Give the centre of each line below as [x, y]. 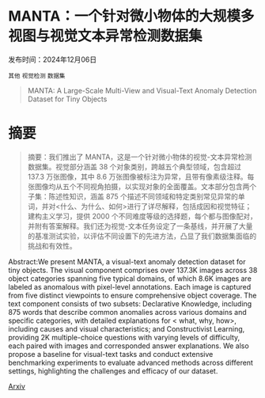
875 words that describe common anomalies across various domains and [127, 312]
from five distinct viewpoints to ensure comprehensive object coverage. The [132, 295]
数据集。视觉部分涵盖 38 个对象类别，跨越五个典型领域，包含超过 [134, 166]
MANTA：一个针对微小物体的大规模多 [131, 16]
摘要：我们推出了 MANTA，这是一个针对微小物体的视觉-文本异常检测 [140, 157]
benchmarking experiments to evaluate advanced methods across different [131, 362]
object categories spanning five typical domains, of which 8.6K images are [130, 279]
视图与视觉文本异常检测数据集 [106, 36]
